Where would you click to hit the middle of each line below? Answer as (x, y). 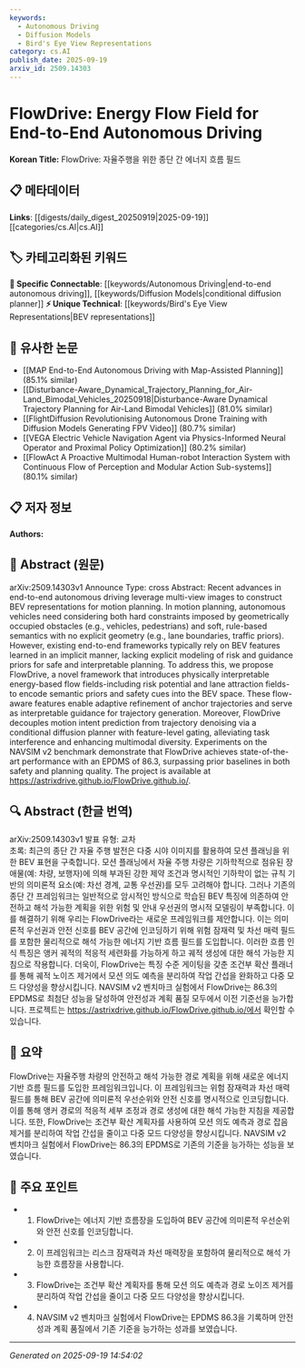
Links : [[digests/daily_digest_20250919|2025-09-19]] (109, 217)
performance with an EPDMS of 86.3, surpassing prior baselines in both (156, 761)
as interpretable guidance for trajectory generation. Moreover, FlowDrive (145, 713)
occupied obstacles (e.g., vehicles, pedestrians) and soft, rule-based (138, 626)
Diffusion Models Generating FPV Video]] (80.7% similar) (129, 428)
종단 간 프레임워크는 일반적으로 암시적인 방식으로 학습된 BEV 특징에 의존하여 (144, 896)
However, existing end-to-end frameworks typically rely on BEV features (145, 645)
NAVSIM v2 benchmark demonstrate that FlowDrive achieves (124, 751)
